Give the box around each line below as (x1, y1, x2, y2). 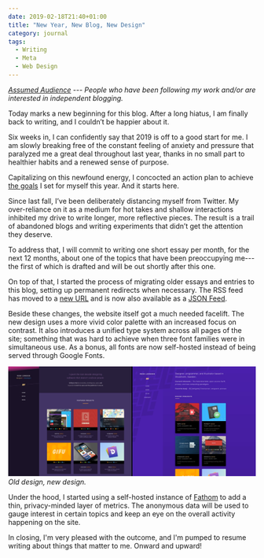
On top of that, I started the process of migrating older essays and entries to (8, 276, 255, 286)
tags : (8, 38, 26, 46)
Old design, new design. (8, 477, 86, 486)
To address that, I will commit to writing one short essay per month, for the (8, 245, 250, 254)
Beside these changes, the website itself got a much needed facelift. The (8, 309, 245, 318)
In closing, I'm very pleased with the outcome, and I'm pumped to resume (8, 532, 247, 542)
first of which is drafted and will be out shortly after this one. (20, 261, 216, 271)
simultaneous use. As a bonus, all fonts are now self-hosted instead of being (8, 342, 256, 352)
